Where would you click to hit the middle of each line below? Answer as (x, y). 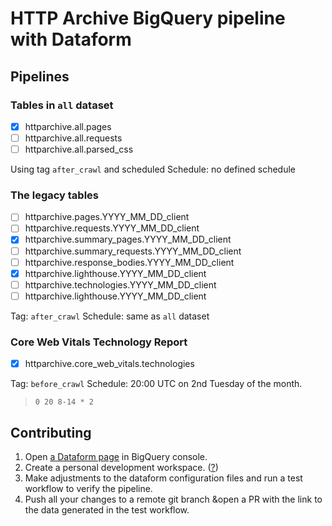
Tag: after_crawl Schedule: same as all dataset (110, 316)
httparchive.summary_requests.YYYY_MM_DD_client (133, 251)
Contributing (51, 432)
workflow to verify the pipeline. (88, 489)
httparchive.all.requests (73, 138)
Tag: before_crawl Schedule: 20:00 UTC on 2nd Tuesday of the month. (156, 384)
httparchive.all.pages (68, 126)
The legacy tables (55, 195)
